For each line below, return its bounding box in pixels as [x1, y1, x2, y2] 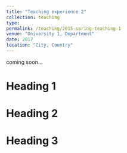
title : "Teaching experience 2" [6, 8, 86, 15]
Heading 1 [6, 79, 57, 93]
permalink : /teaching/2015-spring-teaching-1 [6, 25, 121, 32]
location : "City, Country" [6, 42, 73, 48]
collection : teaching [6, 14, 60, 20]
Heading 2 [6, 107, 58, 120]
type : [6, 20, 20, 26]
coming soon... [6, 58, 43, 66]
